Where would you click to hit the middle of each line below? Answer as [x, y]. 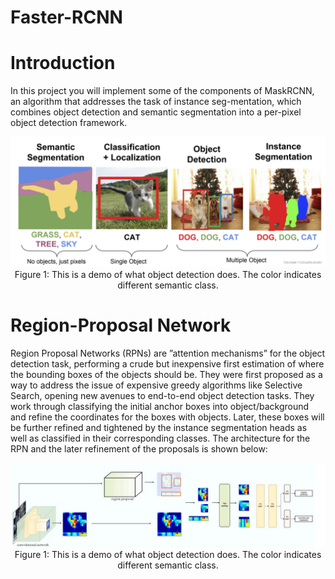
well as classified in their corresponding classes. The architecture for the [160, 438]
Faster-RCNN [66, 17]
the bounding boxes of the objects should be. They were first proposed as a [166, 374]
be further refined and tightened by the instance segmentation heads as [159, 427]
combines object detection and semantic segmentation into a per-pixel [156, 112]
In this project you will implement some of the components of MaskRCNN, [162, 91]
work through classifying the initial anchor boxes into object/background [160, 406]
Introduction [63, 63]
